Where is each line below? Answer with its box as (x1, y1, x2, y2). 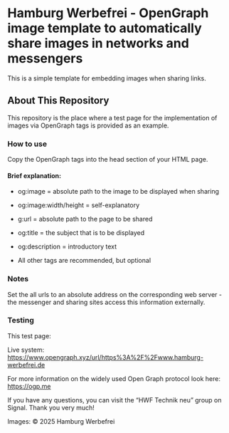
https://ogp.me (7, 382, 51, 390)
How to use (7, 139, 48, 149)
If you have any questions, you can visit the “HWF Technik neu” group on (7, 395, 222, 404)
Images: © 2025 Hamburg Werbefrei (7, 417, 115, 425)
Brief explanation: (7, 171, 62, 179)
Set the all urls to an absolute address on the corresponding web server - (7, 290, 223, 298)
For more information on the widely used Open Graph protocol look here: (7, 374, 220, 382)
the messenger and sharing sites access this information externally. (7, 298, 206, 306)
